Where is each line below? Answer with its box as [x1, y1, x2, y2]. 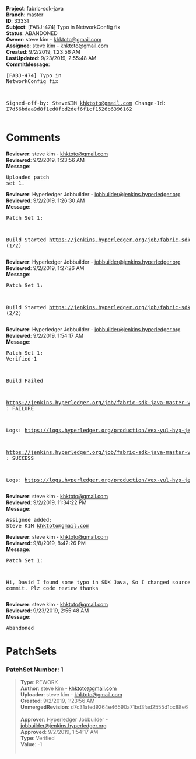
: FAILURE [6, 405, 34, 411]
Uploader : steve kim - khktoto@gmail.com [20, 691, 123, 698]
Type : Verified [20, 734, 55, 741]
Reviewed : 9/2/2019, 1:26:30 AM [6, 197, 85, 204]
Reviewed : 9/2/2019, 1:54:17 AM [6, 332, 83, 339]
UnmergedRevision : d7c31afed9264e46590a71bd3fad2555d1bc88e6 [20, 703, 188, 711]
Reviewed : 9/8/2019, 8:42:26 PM [6, 539, 86, 546]
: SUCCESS [6, 455, 34, 461]
